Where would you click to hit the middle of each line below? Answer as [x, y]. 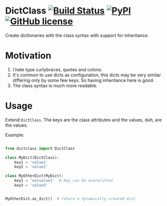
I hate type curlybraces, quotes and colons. [57, 69]
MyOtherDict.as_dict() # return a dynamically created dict [70, 198]
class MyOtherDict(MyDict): [35, 176]
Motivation [28, 56]
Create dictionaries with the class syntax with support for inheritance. [77, 35]
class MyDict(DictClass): [32, 158]
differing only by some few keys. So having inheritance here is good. [83, 80]
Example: [15, 135]
